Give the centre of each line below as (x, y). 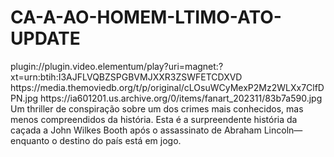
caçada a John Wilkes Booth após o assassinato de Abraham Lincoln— (156, 130)
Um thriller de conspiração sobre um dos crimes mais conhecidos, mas (157, 108)
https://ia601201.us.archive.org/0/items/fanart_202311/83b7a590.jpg (181, 98)
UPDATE (45, 38)
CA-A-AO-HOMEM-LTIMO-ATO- (146, 17)
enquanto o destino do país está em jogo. (96, 140)
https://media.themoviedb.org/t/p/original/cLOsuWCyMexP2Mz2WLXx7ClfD (167, 87)
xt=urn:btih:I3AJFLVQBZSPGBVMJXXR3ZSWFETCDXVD (126, 77)
